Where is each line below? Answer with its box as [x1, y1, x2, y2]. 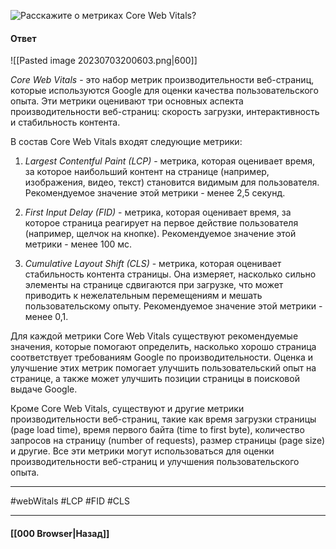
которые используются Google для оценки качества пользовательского [10, 85, 319, 97]
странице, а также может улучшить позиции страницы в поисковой [10, 373, 300, 385]
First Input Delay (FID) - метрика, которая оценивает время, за [24, 206, 292, 219]
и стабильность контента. [10, 116, 121, 129]
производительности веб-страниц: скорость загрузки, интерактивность [10, 106, 320, 118]
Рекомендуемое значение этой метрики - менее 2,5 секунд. [24, 187, 286, 199]
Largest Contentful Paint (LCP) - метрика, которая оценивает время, [24, 155, 315, 167]
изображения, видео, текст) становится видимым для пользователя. [24, 176, 320, 189]
